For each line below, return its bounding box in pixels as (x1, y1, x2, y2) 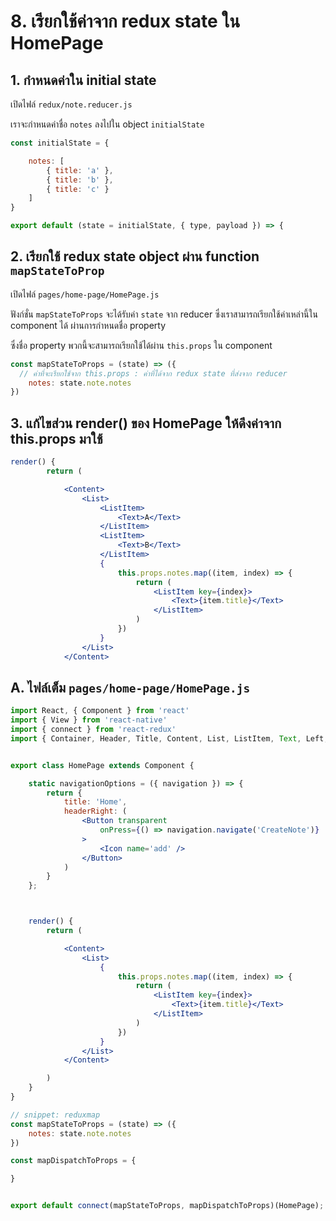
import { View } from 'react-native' (10, 715, 168, 725)
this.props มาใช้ (10, 430, 103, 447)
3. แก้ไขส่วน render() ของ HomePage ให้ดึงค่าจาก (10, 415, 282, 432)
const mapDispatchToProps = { (10, 1156, 137, 1166)
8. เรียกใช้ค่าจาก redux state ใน (10, 10, 241, 33)
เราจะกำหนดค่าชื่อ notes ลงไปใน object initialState (10, 118, 205, 130)
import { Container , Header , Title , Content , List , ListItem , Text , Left (10, 733, 325, 744)
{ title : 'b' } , (46, 175, 114, 185)
